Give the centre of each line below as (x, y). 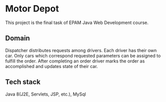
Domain (18, 38)
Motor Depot (32, 9)
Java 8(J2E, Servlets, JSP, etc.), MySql (46, 94)
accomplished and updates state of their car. (52, 66)
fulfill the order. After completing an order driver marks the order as (75, 61)
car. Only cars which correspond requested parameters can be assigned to (83, 55)
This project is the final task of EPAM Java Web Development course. (77, 22)
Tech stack (23, 82)
